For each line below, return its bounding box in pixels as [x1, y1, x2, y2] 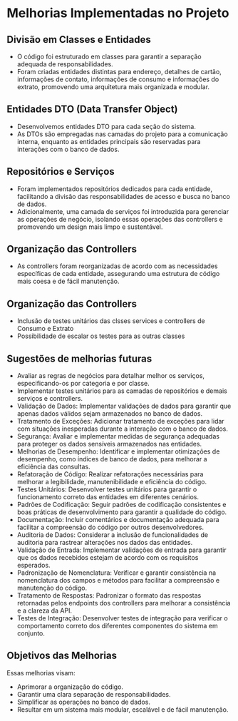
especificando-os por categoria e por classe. [16, 379, 150, 388]
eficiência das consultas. [16, 462, 90, 471]
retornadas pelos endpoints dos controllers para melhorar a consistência [16, 599, 231, 608]
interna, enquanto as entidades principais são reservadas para [16, 137, 201, 145]
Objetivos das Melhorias [6, 650, 117, 662]
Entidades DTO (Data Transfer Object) [6, 103, 178, 116]
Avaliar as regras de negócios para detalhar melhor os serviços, [16, 372, 205, 380]
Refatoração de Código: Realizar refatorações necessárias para [16, 470, 204, 479]
